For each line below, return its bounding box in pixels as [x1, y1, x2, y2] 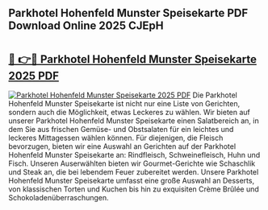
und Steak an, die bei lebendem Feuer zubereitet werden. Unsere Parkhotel [8, 167, 259, 176]
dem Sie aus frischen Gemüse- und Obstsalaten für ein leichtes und [8, 125, 234, 134]
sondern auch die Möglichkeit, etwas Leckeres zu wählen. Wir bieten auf [8, 108, 250, 117]
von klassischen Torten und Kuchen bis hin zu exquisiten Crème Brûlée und [8, 184, 260, 194]
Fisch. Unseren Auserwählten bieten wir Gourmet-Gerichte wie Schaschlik [8, 159, 256, 168]
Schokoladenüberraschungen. [8, 193, 109, 202]
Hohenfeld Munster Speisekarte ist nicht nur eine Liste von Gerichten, [8, 99, 241, 108]
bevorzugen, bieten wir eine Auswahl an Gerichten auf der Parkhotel [8, 142, 237, 151]
